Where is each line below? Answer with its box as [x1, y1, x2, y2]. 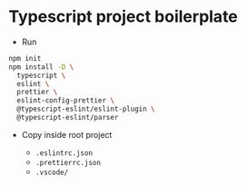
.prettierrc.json [35, 158, 102, 167]
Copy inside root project [21, 129, 113, 140]
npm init [8, 54, 42, 63]
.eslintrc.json [35, 148, 93, 158]
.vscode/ [35, 168, 69, 177]
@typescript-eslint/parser [16, 113, 119, 122]
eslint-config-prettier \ [16, 96, 115, 105]
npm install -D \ [8, 62, 74, 72]
